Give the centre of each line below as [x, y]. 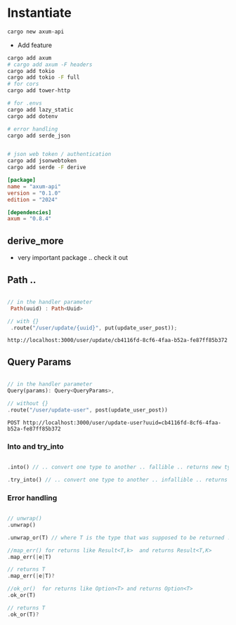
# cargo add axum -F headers [50, 65]
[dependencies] [29, 212]
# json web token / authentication [59, 154]
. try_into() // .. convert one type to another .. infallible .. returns [118, 480]
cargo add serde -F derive [47, 167]
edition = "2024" [33, 199]
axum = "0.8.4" [29, 219]
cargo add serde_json [39, 136]
